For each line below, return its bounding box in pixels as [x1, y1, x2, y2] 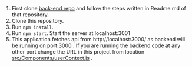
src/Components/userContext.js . [11, 55, 93, 61]
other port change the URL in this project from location [11, 48, 145, 55]
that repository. [11, 11, 49, 18]
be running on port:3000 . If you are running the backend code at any [11, 42, 181, 49]
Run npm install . [11, 23, 54, 30]
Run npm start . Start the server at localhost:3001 [11, 30, 131, 37]
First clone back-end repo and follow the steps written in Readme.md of [11, 5, 187, 12]
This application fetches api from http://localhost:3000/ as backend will [11, 36, 186, 43]
